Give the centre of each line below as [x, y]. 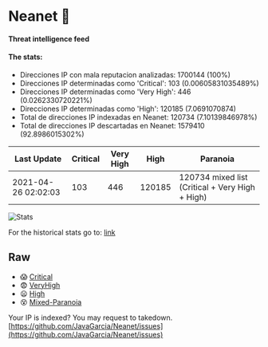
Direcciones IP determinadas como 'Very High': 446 [105, 92]
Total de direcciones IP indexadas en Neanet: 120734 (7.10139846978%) [138, 117]
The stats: [26, 57]
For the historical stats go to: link [62, 232]
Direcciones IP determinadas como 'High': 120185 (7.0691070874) [128, 108]
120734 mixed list [214, 177]
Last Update [38, 159]
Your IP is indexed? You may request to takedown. [91, 317]
